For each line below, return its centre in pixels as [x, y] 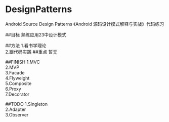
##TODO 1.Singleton [27, 104]
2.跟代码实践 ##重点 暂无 [31, 52]
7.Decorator [17, 94]
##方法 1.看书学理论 [26, 45]
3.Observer [17, 114]
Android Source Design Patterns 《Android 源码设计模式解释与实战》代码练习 [85, 24]
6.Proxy [13, 89]
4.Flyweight [17, 78]
